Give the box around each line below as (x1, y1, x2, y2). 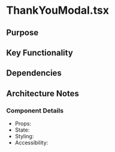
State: (14, 126, 30, 133)
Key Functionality (6, 47, 73, 57)
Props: (14, 120, 32, 127)
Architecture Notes (6, 88, 80, 99)
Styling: (14, 133, 34, 140)
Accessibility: (14, 139, 49, 147)
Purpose (6, 28, 39, 38)
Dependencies (6, 68, 62, 78)
